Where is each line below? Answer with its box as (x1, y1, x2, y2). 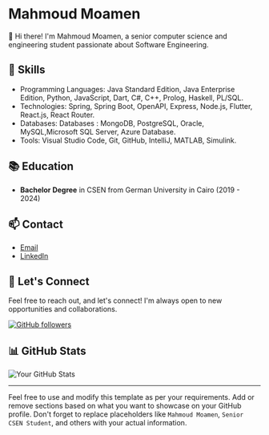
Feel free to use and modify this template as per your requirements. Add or (8, 393, 255, 401)
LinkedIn (19, 252, 49, 261)
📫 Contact (8, 217, 64, 231)
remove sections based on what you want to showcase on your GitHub (8, 401, 242, 410)
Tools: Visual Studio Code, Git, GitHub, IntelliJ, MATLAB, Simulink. (19, 135, 237, 145)
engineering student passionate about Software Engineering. (8, 39, 210, 49)
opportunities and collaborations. (8, 304, 118, 314)
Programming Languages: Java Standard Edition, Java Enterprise (19, 84, 235, 94)
